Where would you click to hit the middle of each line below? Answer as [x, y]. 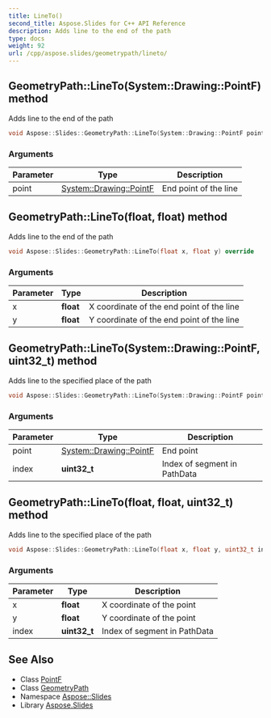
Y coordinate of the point [149, 618]
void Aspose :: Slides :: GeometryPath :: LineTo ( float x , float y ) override [131, 251]
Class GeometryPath [54, 687]
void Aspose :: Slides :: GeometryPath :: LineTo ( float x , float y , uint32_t [131, 549]
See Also [31, 660]
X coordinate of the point [149, 605]
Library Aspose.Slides [56, 705]
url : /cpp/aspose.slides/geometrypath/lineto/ [88, 53]
